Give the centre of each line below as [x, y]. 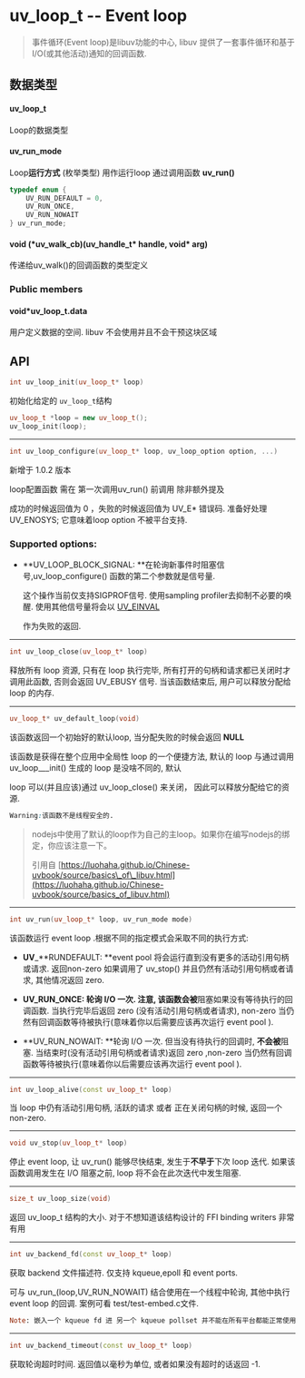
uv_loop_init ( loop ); [49, 427]
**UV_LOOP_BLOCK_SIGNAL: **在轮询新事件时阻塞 [120, 565]
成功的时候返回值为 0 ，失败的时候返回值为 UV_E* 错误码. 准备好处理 [138, 508]
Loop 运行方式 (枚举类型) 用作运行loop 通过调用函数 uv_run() [122, 172]
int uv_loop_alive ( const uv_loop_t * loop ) [91, 1089]
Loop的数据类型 [39, 130]
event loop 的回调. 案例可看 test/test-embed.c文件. [104, 1304]
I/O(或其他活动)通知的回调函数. [89, 53]
